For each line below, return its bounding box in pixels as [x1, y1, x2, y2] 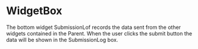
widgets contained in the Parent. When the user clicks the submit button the [6, 30, 192, 37]
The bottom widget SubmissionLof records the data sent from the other [6, 24, 181, 31]
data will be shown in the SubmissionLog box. [6, 36, 118, 43]
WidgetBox [6, 4, 62, 18]
